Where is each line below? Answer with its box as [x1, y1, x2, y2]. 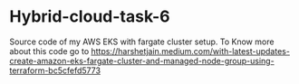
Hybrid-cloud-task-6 [9, 6, 170, 27]
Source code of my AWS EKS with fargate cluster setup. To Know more [9, 36, 275, 47]
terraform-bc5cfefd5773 [9, 65, 101, 76]
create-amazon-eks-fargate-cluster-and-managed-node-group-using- [9, 55, 275, 66]
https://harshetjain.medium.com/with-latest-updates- [90, 45, 290, 56]
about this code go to [9, 45, 90, 56]
